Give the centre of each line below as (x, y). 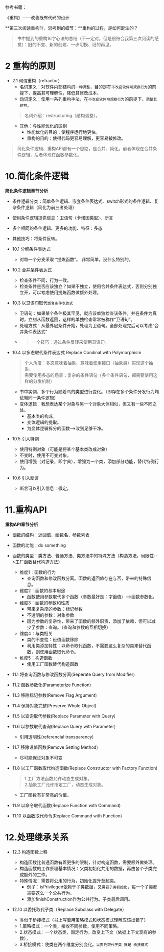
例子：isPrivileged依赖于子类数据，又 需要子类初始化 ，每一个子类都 (92, 887)
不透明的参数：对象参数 (50, 615)
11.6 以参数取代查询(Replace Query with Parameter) (64, 726)
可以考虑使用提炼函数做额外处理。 (67, 292)
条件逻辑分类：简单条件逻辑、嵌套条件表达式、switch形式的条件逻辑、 (83, 201)
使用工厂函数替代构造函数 (53, 664)
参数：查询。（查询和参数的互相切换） (73, 627)
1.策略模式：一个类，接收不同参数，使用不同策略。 (70, 926)
